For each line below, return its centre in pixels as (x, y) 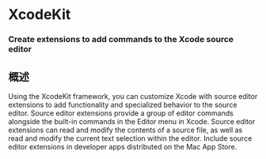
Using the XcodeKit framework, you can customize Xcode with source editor (133, 96)
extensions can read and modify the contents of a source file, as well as (125, 130)
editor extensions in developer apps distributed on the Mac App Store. (123, 146)
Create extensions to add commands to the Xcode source (121, 40)
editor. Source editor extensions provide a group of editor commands (121, 113)
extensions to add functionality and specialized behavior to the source (123, 104)
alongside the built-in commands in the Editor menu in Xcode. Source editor (132, 121)
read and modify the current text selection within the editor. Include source (130, 138)
